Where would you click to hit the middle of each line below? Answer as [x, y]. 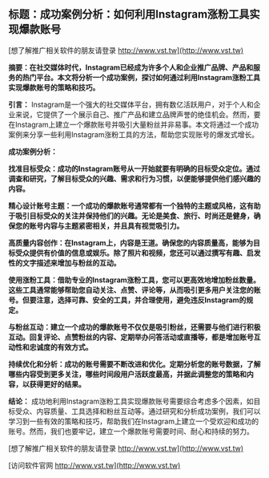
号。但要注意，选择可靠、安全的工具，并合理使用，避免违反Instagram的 [127, 300]
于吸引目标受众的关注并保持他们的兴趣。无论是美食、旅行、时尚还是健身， [131, 216]
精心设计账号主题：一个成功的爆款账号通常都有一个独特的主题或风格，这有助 [134, 205]
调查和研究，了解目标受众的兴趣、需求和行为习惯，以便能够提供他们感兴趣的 [134, 178]
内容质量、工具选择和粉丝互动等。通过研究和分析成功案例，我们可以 [148, 411]
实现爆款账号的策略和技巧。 [54, 87]
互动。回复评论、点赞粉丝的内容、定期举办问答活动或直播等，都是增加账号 [131, 337]
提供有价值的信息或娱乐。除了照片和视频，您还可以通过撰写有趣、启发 [145, 253]
